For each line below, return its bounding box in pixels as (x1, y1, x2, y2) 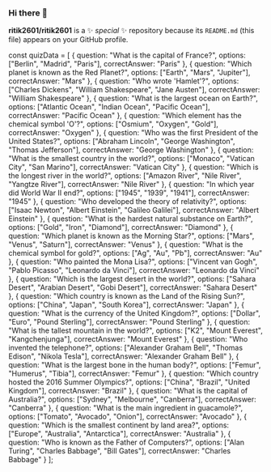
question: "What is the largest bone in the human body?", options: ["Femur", (8, 360, 261, 370)
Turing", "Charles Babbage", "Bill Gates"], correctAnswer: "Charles (8, 446, 231, 456)
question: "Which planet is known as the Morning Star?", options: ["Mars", (8, 231, 255, 241)
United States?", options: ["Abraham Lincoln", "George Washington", (8, 137, 235, 147)
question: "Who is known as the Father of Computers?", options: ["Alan (8, 437, 245, 448)
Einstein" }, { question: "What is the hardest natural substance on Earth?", (8, 214, 253, 223)
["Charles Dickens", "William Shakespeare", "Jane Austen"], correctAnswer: (8, 85, 260, 95)
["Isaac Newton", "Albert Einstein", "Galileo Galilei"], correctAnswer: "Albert (8, 206, 260, 215)
